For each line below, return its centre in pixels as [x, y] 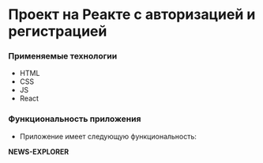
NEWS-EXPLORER [39, 151]
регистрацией [58, 31]
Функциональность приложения [75, 119]
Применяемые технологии [63, 56]
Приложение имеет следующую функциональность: [108, 136]
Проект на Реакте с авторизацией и [132, 15]
